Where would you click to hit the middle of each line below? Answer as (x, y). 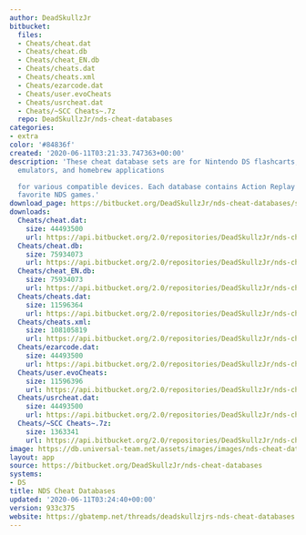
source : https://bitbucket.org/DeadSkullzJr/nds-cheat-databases (136, 466)
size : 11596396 (55, 381)
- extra (24, 136)
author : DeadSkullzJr (51, 18)
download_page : (38, 204)
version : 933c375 (42, 508)
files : (30, 35)
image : (22, 449)
